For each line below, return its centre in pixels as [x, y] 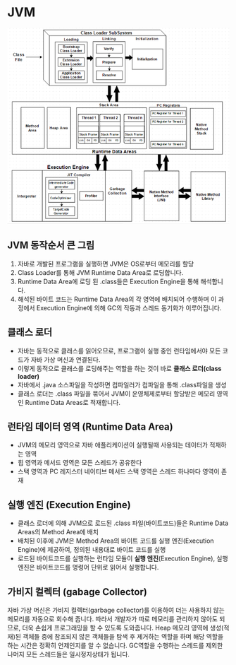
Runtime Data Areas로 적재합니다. [73, 402]
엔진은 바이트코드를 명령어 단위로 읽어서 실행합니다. [88, 567]
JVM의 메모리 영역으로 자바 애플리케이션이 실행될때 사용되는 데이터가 [113, 445]
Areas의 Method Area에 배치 [58, 532]
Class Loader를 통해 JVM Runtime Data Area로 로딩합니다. [100, 272]
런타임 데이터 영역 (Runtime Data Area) [91, 426]
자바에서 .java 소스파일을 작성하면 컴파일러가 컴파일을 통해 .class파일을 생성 [122, 384]
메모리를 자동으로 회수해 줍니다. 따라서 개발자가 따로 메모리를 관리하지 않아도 [113, 618]
